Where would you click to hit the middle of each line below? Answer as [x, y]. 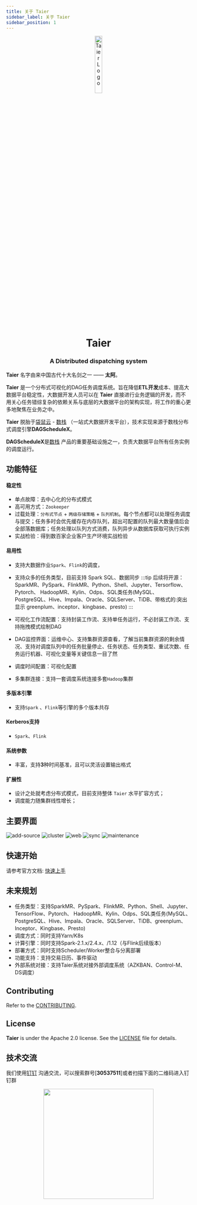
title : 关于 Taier [28, 11]
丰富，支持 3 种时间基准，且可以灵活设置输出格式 [73, 765]
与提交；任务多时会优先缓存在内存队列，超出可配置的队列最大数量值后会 [102, 521]
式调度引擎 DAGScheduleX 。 [40, 429]
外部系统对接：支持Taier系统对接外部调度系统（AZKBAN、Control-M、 [100, 965]
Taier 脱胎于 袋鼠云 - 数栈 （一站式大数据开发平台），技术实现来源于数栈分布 [97, 422]
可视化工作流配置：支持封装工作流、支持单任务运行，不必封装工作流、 [99, 619]
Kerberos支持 [23, 722]
